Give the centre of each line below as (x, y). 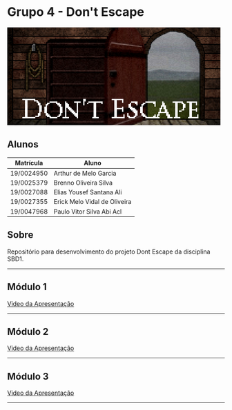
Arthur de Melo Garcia (85, 173)
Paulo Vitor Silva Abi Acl (88, 212)
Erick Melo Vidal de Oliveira (93, 202)
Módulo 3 (28, 376)
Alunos (23, 144)
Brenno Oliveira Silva (83, 183)
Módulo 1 (27, 287)
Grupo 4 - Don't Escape (76, 12)
